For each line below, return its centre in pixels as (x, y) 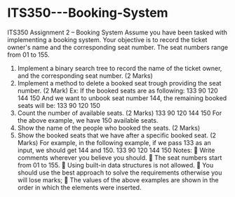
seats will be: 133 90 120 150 (59, 105)
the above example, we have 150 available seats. (88, 120)
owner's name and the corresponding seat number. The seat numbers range (118, 47)
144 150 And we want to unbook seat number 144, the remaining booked (122, 98)
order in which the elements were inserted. (79, 187)
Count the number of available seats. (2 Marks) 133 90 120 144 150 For (120, 113)
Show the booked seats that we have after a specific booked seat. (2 (116, 135)
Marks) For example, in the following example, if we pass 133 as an (114, 142)
